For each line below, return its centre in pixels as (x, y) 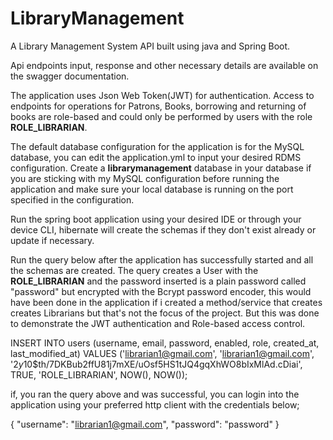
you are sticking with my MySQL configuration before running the (145, 178)
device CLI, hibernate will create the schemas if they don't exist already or (163, 229)
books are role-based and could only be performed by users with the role (161, 116)
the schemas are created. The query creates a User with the (134, 270)
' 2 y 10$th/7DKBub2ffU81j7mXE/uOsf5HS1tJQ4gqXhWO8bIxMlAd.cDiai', (156, 364)
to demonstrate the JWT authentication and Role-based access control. (158, 323)
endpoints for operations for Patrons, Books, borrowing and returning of (158, 106)
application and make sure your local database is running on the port (152, 189)
